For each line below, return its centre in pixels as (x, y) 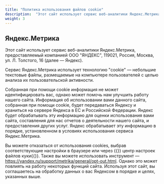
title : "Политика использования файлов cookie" (54, 9)
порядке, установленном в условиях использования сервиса (69, 131)
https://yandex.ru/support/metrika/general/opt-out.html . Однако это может (81, 161)
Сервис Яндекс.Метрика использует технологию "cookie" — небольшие (81, 70)
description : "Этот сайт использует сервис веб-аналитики (66, 14)
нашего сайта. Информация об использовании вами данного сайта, (76, 100)
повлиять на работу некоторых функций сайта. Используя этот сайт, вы (80, 166)
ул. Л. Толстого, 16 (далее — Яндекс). (44, 60)
